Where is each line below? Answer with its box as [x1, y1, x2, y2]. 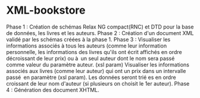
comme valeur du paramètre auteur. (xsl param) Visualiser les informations [6, 61, 189, 68]
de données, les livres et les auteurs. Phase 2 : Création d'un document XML [6, 29, 194, 36]
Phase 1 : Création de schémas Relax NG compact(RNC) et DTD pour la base [6, 23, 194, 30]
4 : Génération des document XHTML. [6, 86, 99, 93]
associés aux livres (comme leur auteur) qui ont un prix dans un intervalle [6, 67, 186, 74]
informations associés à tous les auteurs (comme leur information [6, 42, 167, 49]
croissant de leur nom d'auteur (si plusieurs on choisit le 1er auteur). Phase [6, 80, 190, 87]
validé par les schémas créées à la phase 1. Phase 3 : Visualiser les [6, 36, 171, 43]
